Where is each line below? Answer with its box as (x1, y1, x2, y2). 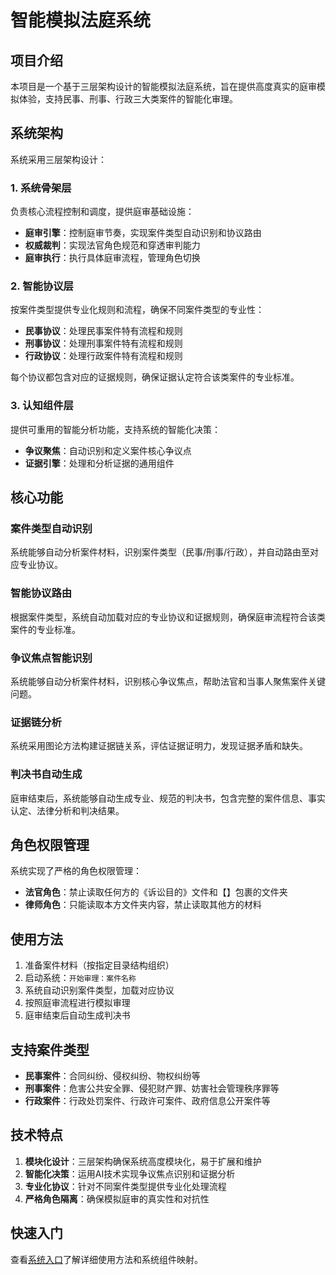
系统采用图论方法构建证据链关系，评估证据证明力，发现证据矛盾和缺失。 (10, 740, 308, 752)
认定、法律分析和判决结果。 (10, 804, 125, 816)
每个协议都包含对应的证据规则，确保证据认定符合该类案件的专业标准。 (10, 371, 300, 383)
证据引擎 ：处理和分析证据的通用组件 (24, 457, 175, 469)
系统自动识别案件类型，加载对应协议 (24, 984, 175, 996)
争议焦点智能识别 (10, 651, 93, 665)
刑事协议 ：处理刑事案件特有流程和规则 (24, 337, 183, 350)
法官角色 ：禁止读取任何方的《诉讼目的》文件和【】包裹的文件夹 (24, 886, 288, 898)
